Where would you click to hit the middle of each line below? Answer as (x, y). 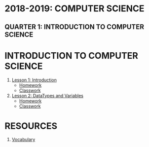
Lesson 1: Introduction (34, 80)
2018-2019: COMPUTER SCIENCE (74, 9)
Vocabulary (23, 140)
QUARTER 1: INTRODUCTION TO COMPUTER (74, 27)
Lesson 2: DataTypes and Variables (48, 95)
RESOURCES (31, 126)
